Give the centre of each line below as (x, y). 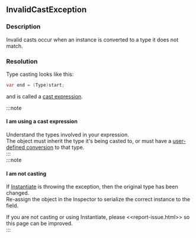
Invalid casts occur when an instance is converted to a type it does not (92, 39)
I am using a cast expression (42, 122)
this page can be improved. (39, 223)
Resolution (22, 61)
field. (12, 206)
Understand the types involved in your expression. (68, 135)
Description (23, 27)
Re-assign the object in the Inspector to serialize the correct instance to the (98, 199)
